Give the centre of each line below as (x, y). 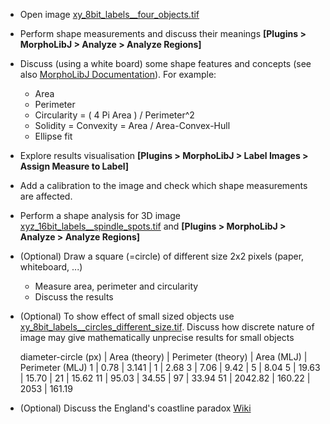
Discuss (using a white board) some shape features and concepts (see (165, 63)
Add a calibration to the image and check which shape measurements (163, 185)
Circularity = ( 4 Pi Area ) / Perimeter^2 (114, 115)
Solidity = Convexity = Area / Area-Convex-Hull (132, 125)
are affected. (46, 196)
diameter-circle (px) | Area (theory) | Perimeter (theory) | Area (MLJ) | (163, 357)
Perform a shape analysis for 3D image (100, 215)
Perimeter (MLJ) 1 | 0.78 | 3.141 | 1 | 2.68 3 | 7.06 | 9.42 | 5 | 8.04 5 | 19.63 (170, 367)
